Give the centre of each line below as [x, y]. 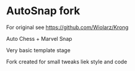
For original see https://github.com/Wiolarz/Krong [67, 27]
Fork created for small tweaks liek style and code [67, 62]
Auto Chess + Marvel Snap [39, 38]
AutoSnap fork [43, 11]
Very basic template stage [38, 50]
